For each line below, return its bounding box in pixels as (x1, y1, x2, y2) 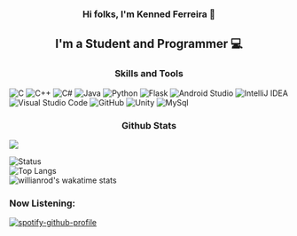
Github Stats (121, 119, 177, 131)
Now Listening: (9, 197, 76, 209)
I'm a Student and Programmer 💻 (55, 36, 243, 51)
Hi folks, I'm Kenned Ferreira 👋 (82, 8, 215, 20)
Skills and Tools (114, 67, 184, 80)
